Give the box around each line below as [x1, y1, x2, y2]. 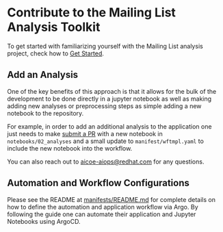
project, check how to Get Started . [7, 49, 105, 57]
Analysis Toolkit [7, 19, 101, 35]
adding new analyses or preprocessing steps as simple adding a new [7, 101, 202, 110]
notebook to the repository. [7, 109, 84, 117]
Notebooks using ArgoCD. [7, 217, 81, 225]
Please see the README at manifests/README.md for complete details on [7, 195, 215, 203]
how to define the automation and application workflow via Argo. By [7, 203, 198, 211]
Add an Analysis [7, 69, 79, 81]
